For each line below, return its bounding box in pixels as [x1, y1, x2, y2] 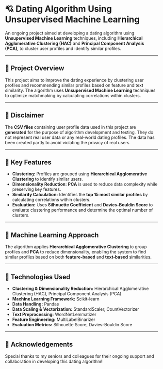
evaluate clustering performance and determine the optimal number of [12, 207, 153, 213]
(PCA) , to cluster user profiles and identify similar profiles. [5, 45, 121, 51]
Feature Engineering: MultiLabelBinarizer [12, 317, 96, 322]
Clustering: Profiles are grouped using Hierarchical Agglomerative [12, 171, 147, 177]
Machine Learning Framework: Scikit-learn [12, 296, 99, 302]
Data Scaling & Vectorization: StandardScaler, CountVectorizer [12, 306, 139, 312]
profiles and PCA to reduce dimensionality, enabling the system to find [5, 249, 147, 255]
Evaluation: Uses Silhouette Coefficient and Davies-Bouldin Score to [12, 202, 153, 208]
